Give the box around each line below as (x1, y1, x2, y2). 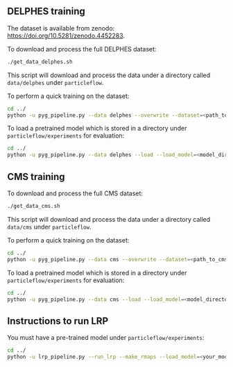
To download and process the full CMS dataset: (7, 189, 144, 197)
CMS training (7, 170, 65, 183)
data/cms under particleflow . (7, 222, 92, 231)
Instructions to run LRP (7, 315, 109, 327)
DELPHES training (7, 6, 85, 17)
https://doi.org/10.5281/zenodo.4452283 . (7, 31, 126, 40)
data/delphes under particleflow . (7, 78, 104, 86)
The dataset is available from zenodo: (7, 24, 115, 32)
